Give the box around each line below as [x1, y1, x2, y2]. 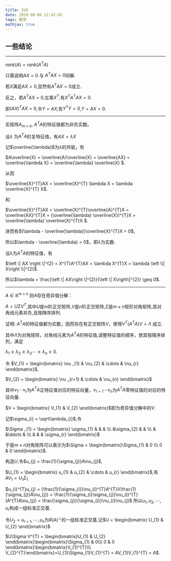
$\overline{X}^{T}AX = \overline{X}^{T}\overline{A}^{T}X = [5, 207, 129, 213]
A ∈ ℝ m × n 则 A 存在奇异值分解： [5, 291, 73, 298]
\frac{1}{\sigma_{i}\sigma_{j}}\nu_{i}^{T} [53, 491, 138, 498]
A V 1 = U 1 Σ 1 [5, 475, 28, 482]
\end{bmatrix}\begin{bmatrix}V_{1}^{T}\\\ [5, 544, 92, 550]
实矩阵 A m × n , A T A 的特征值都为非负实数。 [5, 121, 92, 128]
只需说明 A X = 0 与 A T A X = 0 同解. [5, 71, 76, 78]
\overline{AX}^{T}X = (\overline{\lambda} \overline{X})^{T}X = [5, 212, 136, 218]
